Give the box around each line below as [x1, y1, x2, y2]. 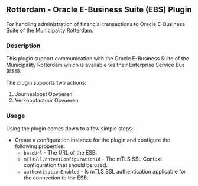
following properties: [14, 143, 66, 150]
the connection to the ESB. [23, 174, 89, 181]
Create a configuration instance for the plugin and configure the [14, 136, 170, 144]
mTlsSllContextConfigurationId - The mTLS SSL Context [23, 155, 163, 162]
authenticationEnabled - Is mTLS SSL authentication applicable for [23, 168, 186, 175]
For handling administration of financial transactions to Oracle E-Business [6, 20, 185, 27]
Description [6, 41, 41, 50]
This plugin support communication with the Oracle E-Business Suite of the [6, 55, 189, 62]
